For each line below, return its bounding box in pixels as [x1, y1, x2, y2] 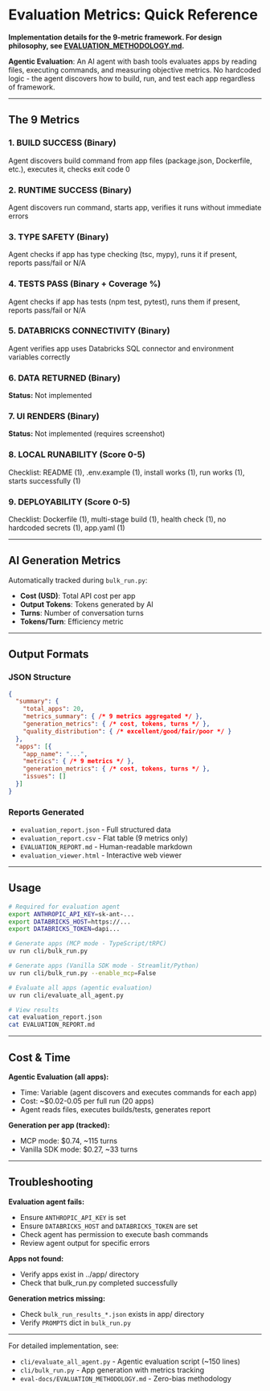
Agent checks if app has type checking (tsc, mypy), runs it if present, [8, 250, 238, 260]
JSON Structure [8, 671, 72, 683]
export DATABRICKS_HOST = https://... [8, 917, 131, 926]
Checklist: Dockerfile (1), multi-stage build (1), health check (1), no [8, 514, 227, 524]
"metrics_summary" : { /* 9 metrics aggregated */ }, [22, 712, 203, 720]
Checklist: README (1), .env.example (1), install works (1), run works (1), [8, 467, 245, 477]
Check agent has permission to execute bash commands [19, 1229, 209, 1239]
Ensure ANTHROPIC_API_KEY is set [19, 1212, 126, 1222]
